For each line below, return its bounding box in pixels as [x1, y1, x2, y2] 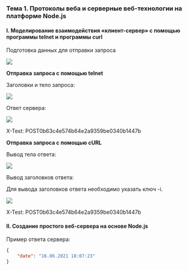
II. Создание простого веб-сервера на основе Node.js [6, 222, 149, 230]
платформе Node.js [6, 11, 66, 20]
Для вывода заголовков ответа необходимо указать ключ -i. [6, 185, 163, 193]
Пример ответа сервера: [6, 236, 70, 243]
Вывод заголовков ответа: [6, 174, 74, 181]
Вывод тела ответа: [6, 151, 57, 158]
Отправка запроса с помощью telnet [6, 69, 104, 77]
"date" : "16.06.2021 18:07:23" [17, 253, 96, 259]
